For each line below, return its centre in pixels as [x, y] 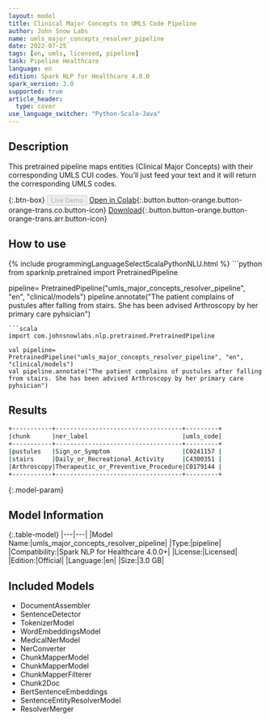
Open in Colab [113, 200]
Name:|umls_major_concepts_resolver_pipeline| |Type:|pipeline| [115, 544]
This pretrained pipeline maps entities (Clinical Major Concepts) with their [131, 166]
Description [38, 147]
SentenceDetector [51, 614]
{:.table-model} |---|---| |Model [61, 535]
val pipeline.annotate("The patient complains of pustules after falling [135, 371]
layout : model [32, 16]
